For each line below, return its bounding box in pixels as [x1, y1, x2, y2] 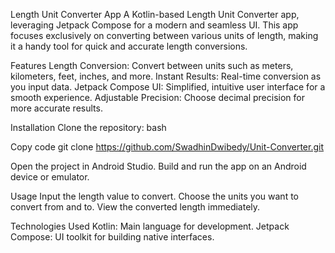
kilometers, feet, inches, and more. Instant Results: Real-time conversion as [10, 70, 322, 82]
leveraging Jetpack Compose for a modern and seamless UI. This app [10, 19, 299, 31]
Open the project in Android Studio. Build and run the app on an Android [10, 160, 307, 172]
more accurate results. [10, 102, 103, 114]
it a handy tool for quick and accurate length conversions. [10, 40, 248, 52]
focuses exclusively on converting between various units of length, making [10, 30, 319, 41]
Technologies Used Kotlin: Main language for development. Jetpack [10, 220, 290, 232]
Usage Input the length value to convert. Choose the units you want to [10, 190, 299, 202]
